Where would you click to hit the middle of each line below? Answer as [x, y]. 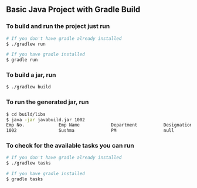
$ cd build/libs [26, 114]
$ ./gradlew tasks [28, 163]
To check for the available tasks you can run [70, 146]
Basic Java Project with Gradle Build [73, 10]
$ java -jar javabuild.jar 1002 [45, 119]
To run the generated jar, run [47, 102]
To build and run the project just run [58, 26]
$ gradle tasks [25, 179]
